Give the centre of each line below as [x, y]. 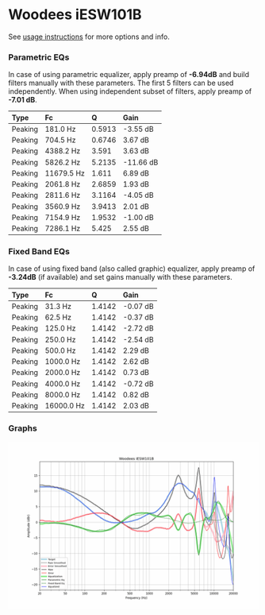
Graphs [23, 428]
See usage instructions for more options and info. [89, 37]
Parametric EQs [39, 57]
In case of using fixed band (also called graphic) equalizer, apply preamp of [132, 269]
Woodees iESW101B [75, 15]
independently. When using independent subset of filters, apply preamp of [130, 91]
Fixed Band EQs [39, 251]
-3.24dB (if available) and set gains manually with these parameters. [120, 277]
